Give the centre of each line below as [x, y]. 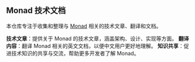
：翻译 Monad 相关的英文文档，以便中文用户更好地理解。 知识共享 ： [100, 45]
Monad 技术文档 [36, 11]
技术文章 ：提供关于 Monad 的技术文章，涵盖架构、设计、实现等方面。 [92, 38]
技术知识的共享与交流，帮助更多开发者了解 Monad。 [75, 53]
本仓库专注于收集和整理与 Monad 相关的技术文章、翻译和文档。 [84, 26]
